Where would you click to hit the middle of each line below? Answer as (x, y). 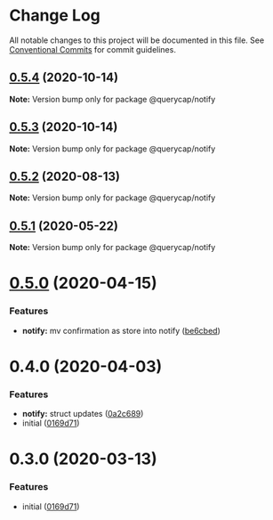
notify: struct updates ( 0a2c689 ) (83, 414)
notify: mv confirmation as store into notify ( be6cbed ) (121, 330)
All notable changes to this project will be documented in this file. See (137, 40)
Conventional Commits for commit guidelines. (92, 49)
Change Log (55, 16)
